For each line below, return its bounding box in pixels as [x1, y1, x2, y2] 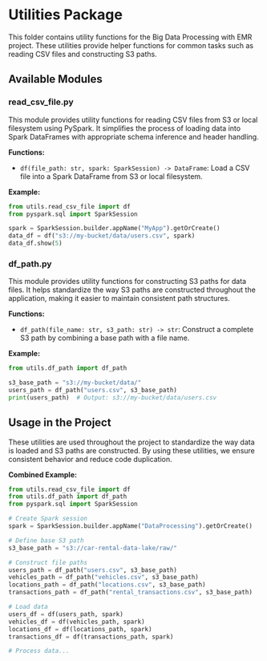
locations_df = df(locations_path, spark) [8, 625, 152, 633]
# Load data [8, 603, 48, 611]
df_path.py [8, 258, 52, 270]
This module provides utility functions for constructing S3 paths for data [8, 277, 247, 286]
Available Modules [8, 72, 103, 86]
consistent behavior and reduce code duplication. [8, 454, 172, 464]
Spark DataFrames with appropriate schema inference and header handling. [8, 132, 259, 141]
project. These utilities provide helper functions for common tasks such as [8, 40, 254, 50]
